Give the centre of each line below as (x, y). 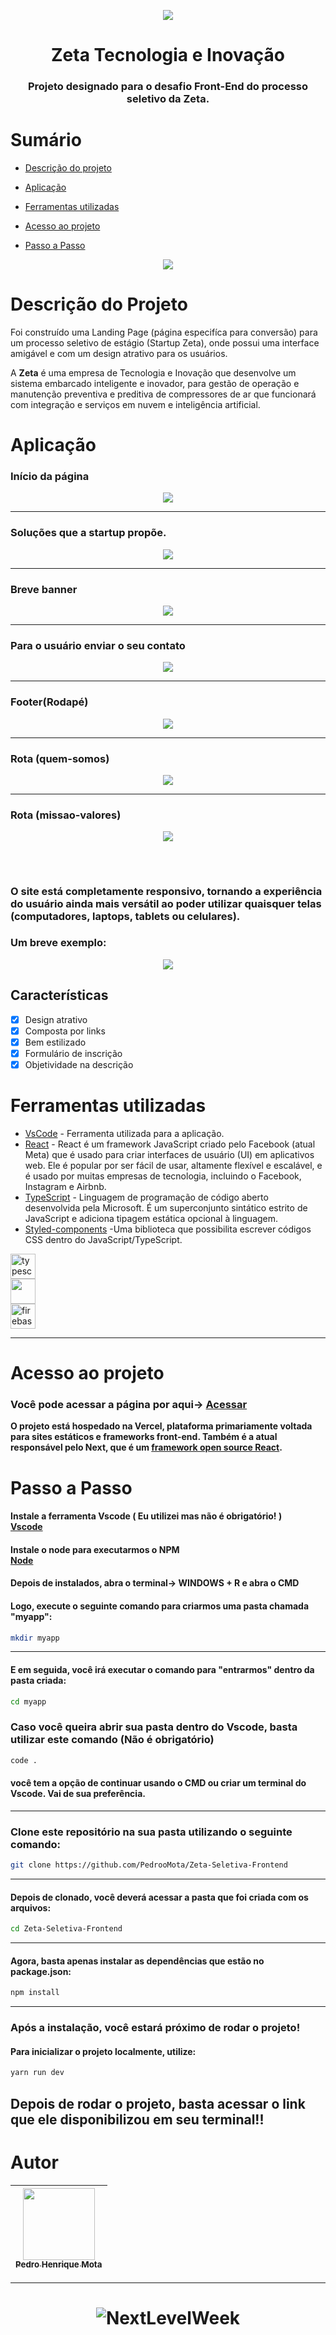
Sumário (46, 140)
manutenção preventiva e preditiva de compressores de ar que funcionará (163, 394)
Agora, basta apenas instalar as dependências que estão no (137, 1961)
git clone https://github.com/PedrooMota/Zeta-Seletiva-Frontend (149, 1865)
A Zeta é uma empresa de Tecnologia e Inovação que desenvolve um (153, 372)
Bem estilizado (55, 1042)
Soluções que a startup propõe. (88, 533)
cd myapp (28, 1701)
